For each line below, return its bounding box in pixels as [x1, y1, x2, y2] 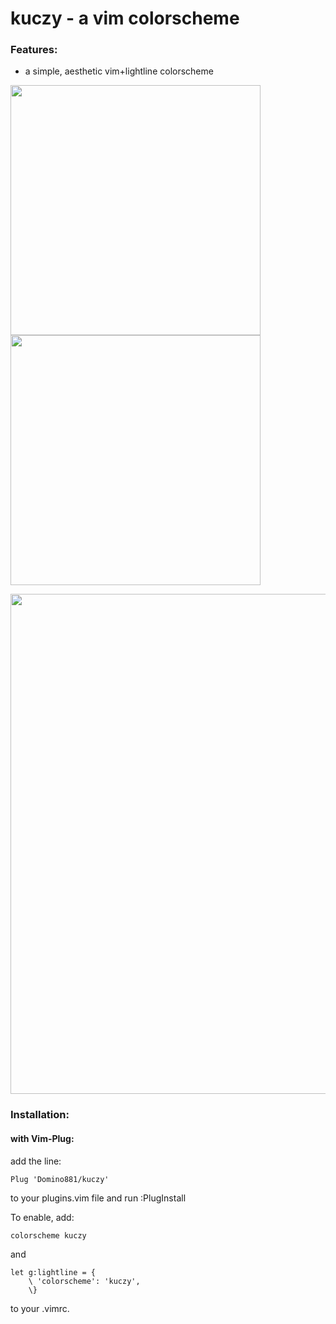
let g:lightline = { [10, 1267, 97, 1277]
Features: [10, 43, 58, 57]
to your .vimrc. [10, 1302, 70, 1314]
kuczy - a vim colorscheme [10, 7, 240, 30]
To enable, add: [10, 1211, 75, 1223]
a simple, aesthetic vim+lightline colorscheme [24, 65, 214, 77]
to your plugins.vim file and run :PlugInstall [10, 1192, 187, 1204]
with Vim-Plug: [10, 1133, 75, 1144]
